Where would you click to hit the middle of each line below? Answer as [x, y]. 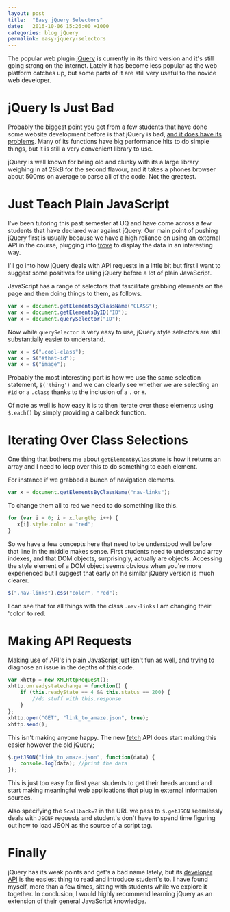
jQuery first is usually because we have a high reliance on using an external [114, 238]
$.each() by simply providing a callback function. [77, 412]
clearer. [18, 580]
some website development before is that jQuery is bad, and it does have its [115, 134]
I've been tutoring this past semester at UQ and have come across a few [110, 223]
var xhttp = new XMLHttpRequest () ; [59, 680]
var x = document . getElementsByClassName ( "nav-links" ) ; [89, 493]
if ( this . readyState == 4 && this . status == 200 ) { [95, 693]
